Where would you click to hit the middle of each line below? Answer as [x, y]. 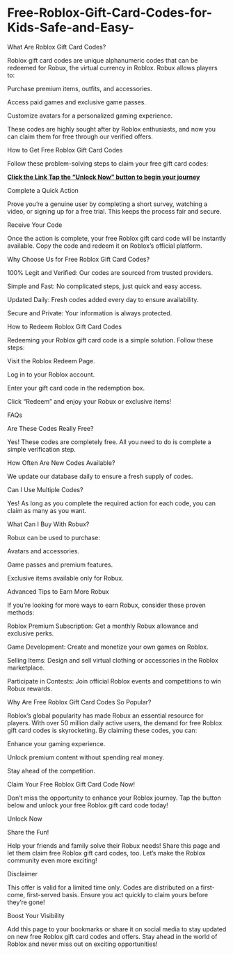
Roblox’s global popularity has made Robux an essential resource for [105, 716]
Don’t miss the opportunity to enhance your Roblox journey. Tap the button [114, 798]
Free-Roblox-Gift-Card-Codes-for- [110, 13]
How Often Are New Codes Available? [61, 463]
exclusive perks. [31, 633]
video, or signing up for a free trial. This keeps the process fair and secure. [114, 211]
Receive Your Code [35, 225]
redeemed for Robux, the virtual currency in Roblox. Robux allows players [112, 68]
